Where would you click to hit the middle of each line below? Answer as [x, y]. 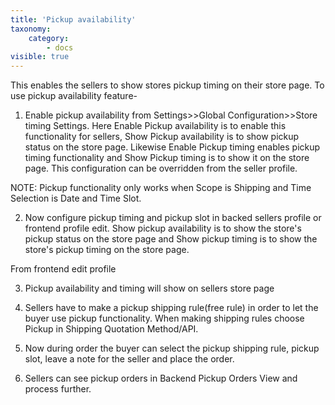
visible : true [40, 57]
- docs [60, 47]
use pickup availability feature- [74, 96]
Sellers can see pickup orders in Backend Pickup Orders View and [161, 378]
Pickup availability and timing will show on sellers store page [149, 288]
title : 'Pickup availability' [73, 19]
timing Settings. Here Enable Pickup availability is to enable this [155, 126]
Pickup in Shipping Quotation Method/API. [111, 329]
